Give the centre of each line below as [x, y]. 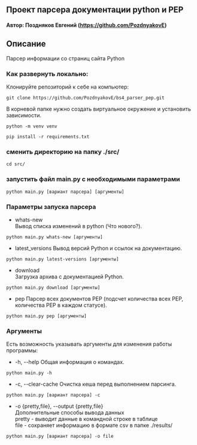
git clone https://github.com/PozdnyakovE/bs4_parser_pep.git [85, 98]
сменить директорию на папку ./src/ [63, 152]
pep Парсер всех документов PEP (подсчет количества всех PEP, [99, 298]
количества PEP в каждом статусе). [61, 305]
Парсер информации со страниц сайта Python [65, 58]
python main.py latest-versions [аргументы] [63, 259]
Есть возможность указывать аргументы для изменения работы [89, 344]
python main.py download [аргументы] [53, 287]
